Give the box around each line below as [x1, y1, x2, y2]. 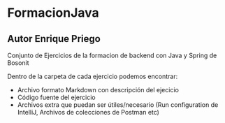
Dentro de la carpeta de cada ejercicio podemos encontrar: [7, 72, 178, 80]
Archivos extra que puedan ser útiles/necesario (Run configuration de [17, 101, 219, 109]
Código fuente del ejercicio [17, 93, 96, 101]
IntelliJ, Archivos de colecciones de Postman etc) [17, 108, 159, 116]
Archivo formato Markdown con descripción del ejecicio [17, 86, 180, 94]
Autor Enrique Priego [7, 33, 101, 45]
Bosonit [7, 59, 29, 67]
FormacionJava [7, 5, 99, 21]
